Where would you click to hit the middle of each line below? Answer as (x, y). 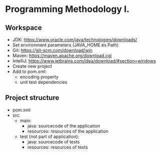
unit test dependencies (43, 82)
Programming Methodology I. (67, 9)
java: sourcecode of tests (53, 141)
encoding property (39, 77)
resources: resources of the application (68, 131)
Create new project (32, 66)
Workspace (23, 28)
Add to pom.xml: (29, 71)
